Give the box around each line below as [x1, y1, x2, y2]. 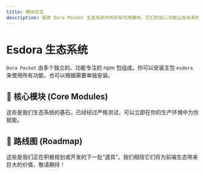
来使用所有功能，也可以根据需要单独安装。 [6, 71, 113, 79]
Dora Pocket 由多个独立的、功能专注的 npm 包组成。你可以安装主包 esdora [6, 64, 193, 71]
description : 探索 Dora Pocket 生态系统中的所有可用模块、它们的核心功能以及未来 [6, 15, 196, 21]
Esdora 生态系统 [6, 43, 88, 57]
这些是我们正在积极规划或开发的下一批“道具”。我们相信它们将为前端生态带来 [6, 153, 198, 161]
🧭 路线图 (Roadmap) [6, 136, 83, 147]
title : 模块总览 [6, 9, 44, 15]
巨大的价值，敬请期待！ [6, 161, 65, 169]
